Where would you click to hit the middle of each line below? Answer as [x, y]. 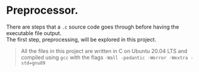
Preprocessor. [42, 10]
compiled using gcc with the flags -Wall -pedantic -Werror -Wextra [104, 57]
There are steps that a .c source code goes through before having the [93, 27]
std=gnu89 [33, 63]
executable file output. [34, 33]
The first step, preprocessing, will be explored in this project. [81, 39]
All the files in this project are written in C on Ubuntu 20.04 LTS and [104, 51]
